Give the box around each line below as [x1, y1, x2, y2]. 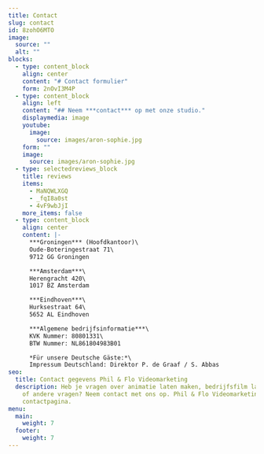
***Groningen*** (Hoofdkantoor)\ [28, 238, 139, 246]
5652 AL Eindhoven [28, 311, 90, 319]
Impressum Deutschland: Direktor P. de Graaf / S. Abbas [28, 361, 220, 369]
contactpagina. [22, 397, 72, 405]
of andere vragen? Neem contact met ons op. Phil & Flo [22, 390, 210, 398]
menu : [8, 404, 26, 413]
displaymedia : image [22, 114, 90, 122]
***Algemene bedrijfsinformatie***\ [28, 324, 149, 333]
